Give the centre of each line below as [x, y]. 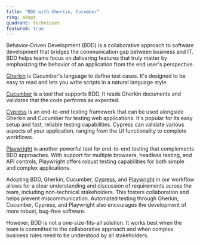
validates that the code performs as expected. [63, 100]
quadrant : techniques [33, 23]
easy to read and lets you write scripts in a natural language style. [87, 82]
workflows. [20, 137]
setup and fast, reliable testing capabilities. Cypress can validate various [95, 125]
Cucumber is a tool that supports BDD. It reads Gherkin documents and [94, 94]
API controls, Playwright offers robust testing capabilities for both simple [95, 161]
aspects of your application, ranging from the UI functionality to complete [96, 131]
